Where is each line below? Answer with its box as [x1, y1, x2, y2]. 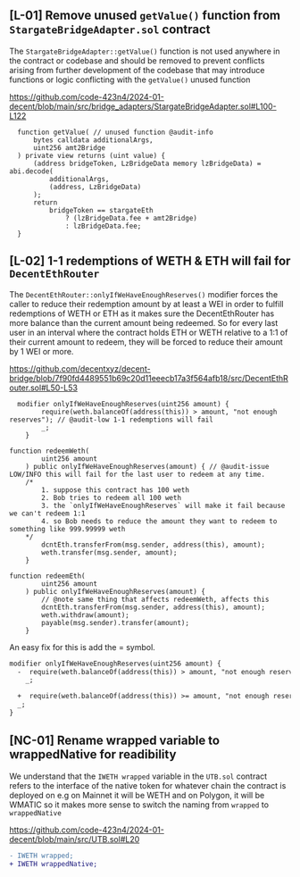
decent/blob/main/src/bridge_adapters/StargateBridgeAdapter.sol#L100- [9, 101, 277, 112]
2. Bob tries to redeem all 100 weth [41, 493, 181, 502]
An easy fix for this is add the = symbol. [9, 641, 156, 652]
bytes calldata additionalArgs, [32, 135, 154, 145]
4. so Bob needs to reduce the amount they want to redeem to [41, 516, 278, 526]
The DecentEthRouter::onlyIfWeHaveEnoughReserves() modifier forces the [9, 288, 279, 299]
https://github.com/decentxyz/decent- [9, 363, 151, 374]
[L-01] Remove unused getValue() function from [9, 8, 281, 23]
